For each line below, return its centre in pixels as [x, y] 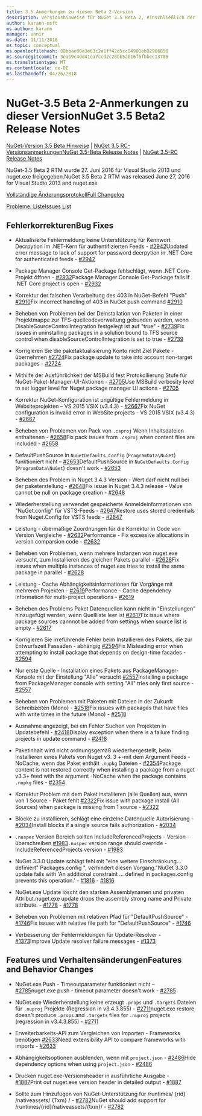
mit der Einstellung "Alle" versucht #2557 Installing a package [112, 677]
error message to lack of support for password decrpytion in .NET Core [104, 253]
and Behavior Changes [50, 970]
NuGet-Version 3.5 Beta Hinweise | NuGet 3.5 [63, 146]
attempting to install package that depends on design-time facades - [100, 652]
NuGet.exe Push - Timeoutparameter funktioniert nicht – [85, 984]
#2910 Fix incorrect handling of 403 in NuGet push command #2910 [99, 302]
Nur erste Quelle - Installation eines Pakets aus [73, 671]
